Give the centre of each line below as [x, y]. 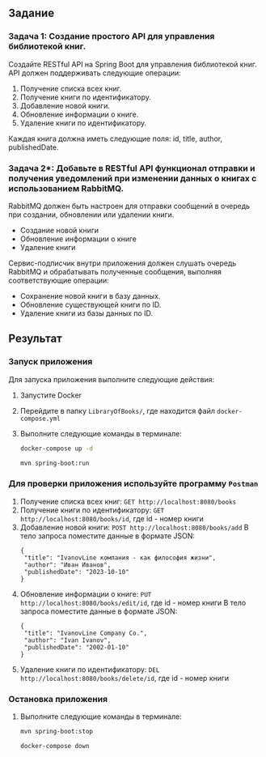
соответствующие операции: [59, 280]
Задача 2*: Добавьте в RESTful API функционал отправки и [132, 168]
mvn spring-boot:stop [56, 732]
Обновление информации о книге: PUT [86, 593]
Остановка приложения [58, 699]
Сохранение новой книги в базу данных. [90, 296]
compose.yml [40, 419]
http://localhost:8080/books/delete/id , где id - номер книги [125, 678]
